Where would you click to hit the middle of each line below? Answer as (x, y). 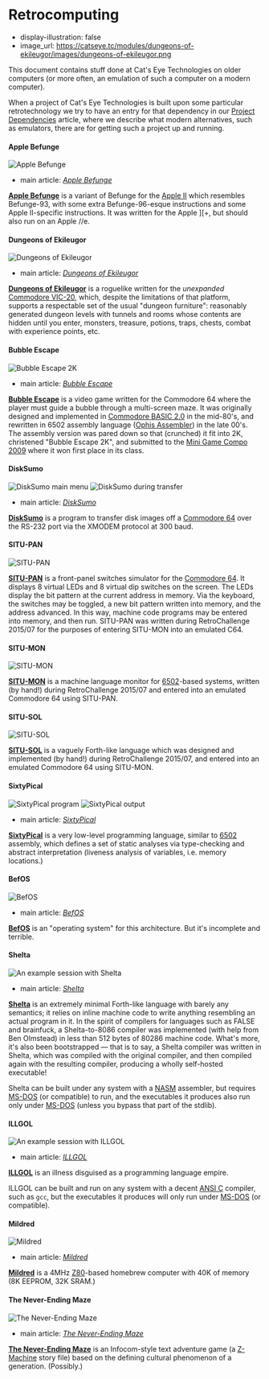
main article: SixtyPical (58, 819)
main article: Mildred (54, 1258)
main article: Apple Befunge (66, 180)
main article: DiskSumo (58, 502)
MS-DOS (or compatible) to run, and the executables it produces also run (129, 1097)
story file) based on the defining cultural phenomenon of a (135, 1357)
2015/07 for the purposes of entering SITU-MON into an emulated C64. (126, 629)
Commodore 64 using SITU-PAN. (63, 698)
